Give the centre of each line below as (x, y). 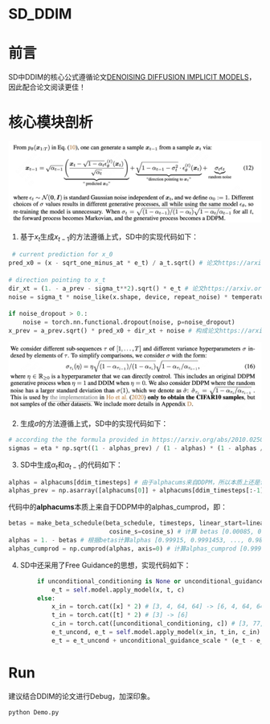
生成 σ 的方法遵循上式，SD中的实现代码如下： (94, 423)
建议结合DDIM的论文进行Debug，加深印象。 (82, 696)
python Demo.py (34, 712)
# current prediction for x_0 (62, 255)
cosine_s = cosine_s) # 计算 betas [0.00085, (182, 532)
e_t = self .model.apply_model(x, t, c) (118, 590)
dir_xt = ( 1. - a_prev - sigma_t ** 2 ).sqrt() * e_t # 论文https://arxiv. (131, 288)
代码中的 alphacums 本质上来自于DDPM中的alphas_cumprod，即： (118, 507)
